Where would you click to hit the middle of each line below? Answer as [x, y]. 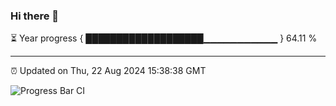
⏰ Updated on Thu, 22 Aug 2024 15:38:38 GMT [108, 71]
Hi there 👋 [35, 16]
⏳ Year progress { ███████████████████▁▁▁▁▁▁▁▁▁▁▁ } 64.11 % [164, 38]
